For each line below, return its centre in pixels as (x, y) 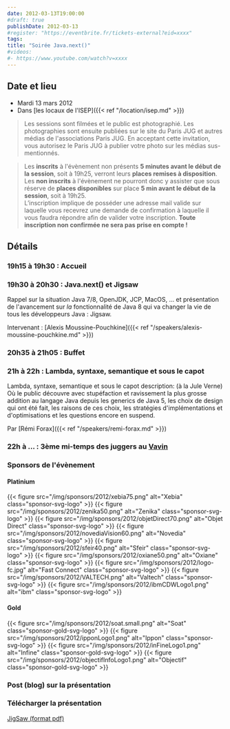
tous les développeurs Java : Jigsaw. (60, 314)
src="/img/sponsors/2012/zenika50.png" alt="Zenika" (84, 511)
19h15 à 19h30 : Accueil (47, 266)
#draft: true (26, 20)
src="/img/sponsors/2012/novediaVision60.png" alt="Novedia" (96, 533)
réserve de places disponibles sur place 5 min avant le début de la (119, 188)
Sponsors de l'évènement (51, 465)
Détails (22, 246)
